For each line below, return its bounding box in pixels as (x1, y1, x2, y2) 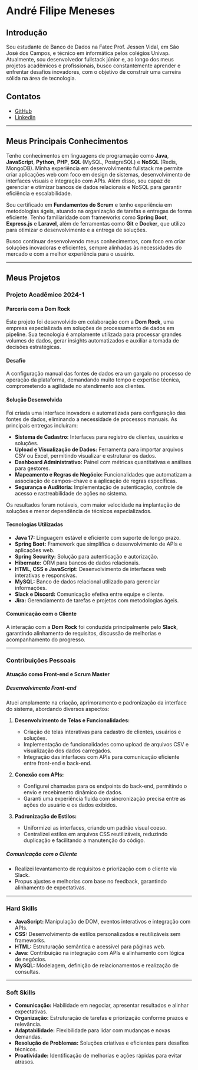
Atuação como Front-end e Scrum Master (6, 671, 110, 678)
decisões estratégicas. (6, 344, 61, 351)
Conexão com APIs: (14, 771, 64, 778)
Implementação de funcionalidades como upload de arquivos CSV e (23, 741, 189, 748)
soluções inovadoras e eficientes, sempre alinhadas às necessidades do (6, 244, 182, 251)
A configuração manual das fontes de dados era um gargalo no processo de (6, 370, 192, 377)
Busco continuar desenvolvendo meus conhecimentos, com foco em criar (6, 237, 186, 244)
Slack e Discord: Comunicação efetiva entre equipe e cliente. (14, 591, 164, 598)
